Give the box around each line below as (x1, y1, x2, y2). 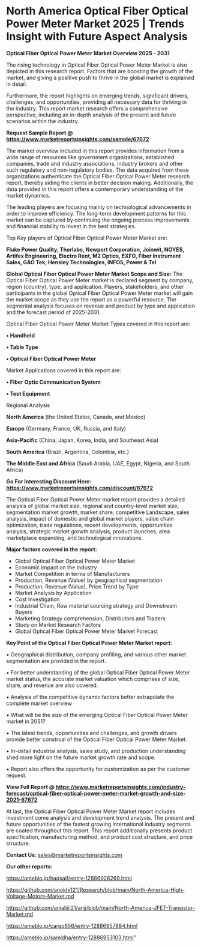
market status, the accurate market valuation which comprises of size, (6, 675, 180, 682)
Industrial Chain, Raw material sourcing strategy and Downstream (14, 602, 177, 609)
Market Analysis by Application (14, 589, 92, 596)
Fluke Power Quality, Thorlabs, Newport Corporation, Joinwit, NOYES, (6, 246, 185, 253)
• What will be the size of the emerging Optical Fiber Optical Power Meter (6, 711, 188, 718)
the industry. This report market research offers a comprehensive (6, 104, 168, 112)
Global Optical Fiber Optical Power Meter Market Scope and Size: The (6, 270, 183, 277)
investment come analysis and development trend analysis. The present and (6, 814, 195, 821)
